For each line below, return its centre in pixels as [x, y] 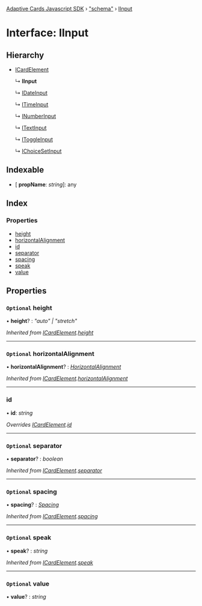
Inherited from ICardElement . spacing [52, 516]
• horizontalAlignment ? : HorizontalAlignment [64, 367]
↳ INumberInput [35, 116]
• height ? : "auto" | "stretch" [42, 321]
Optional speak [29, 537]
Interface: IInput [47, 33]
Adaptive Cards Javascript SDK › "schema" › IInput [69, 9]
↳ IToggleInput [34, 139]
